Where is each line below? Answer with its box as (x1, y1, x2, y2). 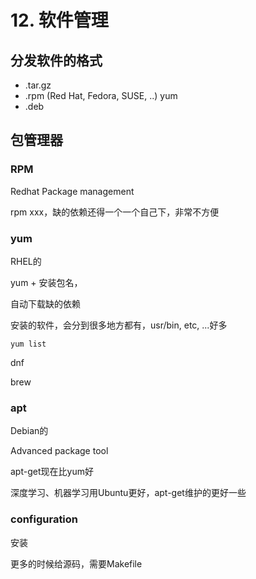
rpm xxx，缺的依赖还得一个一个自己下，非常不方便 (10, 206, 220, 218)
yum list (10, 339, 47, 349)
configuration (10, 512, 79, 526)
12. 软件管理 (10, 9, 109, 32)
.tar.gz (24, 79, 52, 91)
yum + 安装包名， (10, 276, 83, 288)
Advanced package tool (10, 445, 109, 457)
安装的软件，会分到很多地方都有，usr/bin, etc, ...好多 (10, 319, 228, 331)
